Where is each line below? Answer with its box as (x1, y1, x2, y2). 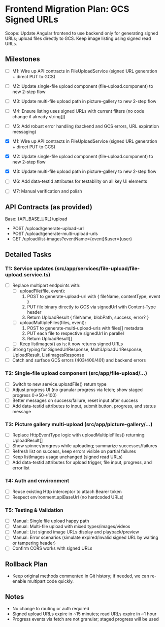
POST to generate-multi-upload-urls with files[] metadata (27, 325, 144, 331)
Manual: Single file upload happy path (12, 518, 90, 524)
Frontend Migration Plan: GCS (5, 3, 130, 15)
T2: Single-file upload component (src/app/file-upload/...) (5, 370, 148, 377)
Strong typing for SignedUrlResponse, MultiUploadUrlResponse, (12, 346, 143, 353)
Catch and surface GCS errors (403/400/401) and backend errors (12, 357, 146, 363)
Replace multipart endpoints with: (12, 282, 81, 288)
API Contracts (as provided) (5, 203, 93, 211)
